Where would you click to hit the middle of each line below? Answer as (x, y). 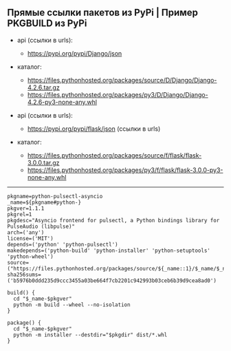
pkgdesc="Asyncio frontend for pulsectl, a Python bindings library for (113, 220)
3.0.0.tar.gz (43, 162)
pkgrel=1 (20, 214)
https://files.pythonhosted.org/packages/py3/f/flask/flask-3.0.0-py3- (125, 170)
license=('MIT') (30, 238)
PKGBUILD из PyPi (47, 24)
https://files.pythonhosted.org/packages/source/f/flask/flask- (114, 155)
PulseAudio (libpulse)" (41, 226)
